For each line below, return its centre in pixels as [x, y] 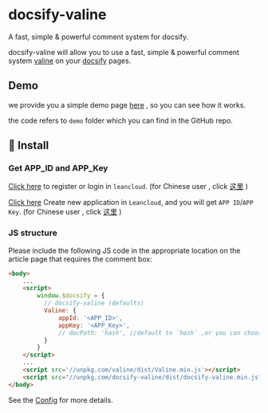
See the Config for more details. [61, 399]
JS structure [33, 233]
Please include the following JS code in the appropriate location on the [124, 250]
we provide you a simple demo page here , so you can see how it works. [127, 104]
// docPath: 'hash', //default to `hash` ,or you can [150, 332]
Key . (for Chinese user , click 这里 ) [65, 212]
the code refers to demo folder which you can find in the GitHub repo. [121, 120]
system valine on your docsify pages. [70, 61]
